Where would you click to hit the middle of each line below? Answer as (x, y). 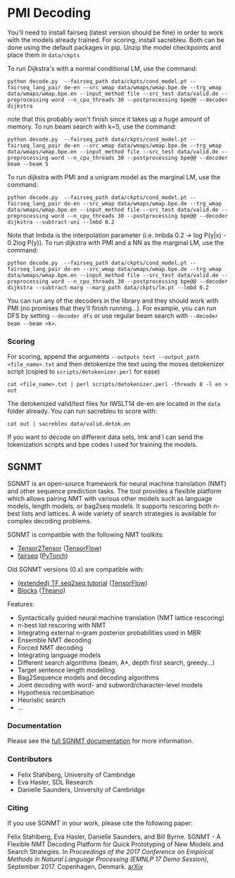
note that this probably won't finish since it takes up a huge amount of (109, 119)
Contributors (30, 759)
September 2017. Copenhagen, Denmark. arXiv (75, 866)
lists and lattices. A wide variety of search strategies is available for (119, 514)
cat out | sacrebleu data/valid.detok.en (69, 424)
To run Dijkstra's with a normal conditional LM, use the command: (102, 68)
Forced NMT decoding (50, 648)
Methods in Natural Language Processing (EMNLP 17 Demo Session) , (108, 859)
